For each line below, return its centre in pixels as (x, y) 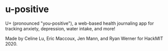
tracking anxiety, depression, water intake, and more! (60, 28)
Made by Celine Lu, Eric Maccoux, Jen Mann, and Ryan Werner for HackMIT (84, 38)
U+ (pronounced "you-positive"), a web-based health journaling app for (80, 23)
